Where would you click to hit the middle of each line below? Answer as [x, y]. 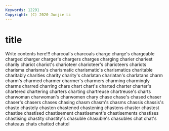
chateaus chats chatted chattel [37, 124]
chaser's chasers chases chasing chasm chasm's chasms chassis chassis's [85, 103]
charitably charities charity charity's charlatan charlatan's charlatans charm [84, 75]
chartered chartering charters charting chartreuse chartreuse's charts [78, 91]
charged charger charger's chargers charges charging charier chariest [79, 59]
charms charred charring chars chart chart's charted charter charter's [78, 86]
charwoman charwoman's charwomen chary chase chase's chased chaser [83, 97]
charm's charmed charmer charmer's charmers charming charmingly [78, 81]
